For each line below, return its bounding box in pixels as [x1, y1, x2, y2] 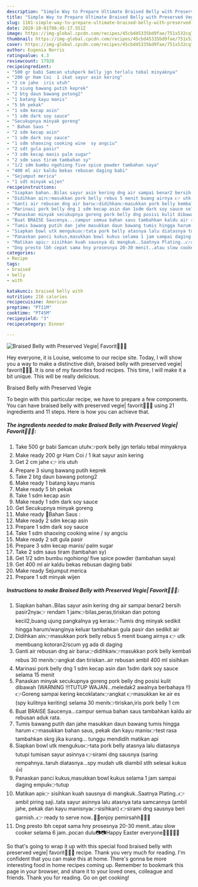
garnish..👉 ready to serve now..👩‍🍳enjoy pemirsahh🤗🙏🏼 [15, 814, 151, 821]
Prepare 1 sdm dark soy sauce [15, 523, 89, 530]
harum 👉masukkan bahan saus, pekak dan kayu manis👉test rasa [15, 726, 177, 734]
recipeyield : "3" [6, 316, 49, 322]
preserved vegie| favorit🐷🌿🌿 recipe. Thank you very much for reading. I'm [6, 849, 186, 856]
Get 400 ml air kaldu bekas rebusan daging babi [15, 561, 132, 568]
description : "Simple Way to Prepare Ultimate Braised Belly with [6, 8, 173, 15]
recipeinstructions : [6, 184, 58, 190]
